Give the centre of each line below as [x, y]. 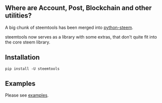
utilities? [18, 16]
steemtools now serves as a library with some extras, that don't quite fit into [81, 37]
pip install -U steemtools [32, 69]
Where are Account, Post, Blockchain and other [78, 8]
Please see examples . [27, 95]
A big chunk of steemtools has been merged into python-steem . [69, 27]
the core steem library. [28, 42]
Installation [22, 57]
